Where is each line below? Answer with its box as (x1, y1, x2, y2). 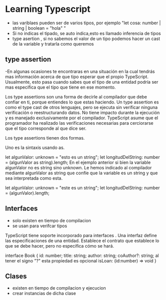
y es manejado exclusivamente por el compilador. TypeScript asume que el (5, 115, 159, 121)
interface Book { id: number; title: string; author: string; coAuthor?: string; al (5, 252, 159, 258)
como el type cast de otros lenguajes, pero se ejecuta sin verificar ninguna (5, 104, 158, 110)
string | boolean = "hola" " (12, 25, 66, 31)
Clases (5, 272, 27, 280)
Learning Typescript (5, 3, 91, 15)
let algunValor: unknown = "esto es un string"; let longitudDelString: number (5, 154, 160, 160)
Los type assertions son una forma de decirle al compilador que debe (5, 94, 147, 100)
